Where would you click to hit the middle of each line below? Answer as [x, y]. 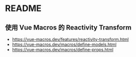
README [23, 8]
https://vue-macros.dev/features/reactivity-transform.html [70, 39]
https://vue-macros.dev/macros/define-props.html [63, 50]
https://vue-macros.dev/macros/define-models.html [64, 44]
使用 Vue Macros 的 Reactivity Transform [68, 27]
